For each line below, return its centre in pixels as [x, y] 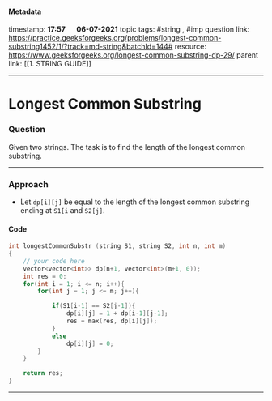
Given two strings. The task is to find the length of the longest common [127, 147]
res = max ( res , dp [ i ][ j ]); [112, 321]
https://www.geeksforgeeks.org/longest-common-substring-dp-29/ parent [134, 55]
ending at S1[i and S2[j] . [62, 210]
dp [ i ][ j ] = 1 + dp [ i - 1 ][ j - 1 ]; [117, 314]
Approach [28, 184]
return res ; [43, 373]
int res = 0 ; [45, 276]
